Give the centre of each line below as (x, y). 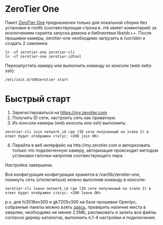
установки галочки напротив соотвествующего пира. (68, 155)
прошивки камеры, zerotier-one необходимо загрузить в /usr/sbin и (75, 38)
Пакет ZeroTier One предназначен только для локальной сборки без (76, 22)
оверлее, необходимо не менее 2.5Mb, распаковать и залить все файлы (81, 212)
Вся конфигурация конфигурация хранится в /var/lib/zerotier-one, (73, 174)
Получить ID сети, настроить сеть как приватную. (64, 118)
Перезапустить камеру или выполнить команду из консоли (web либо (78, 65)
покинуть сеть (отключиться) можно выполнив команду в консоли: (75, 180)
